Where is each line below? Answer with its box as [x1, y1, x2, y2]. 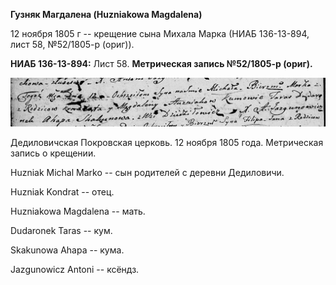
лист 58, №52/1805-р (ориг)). [10, 39, 135, 50]
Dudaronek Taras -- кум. [10, 224, 113, 236]
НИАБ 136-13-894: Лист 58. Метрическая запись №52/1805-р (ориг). [10, 58, 313, 69]
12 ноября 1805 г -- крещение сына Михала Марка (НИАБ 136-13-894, [10, 28, 310, 39]
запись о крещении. [10, 147, 97, 159]
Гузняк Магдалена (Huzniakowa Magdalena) [10, 9, 203, 20]
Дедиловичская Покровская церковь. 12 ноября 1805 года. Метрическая [10, 136, 324, 148]
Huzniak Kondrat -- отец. [10, 185, 115, 198]
